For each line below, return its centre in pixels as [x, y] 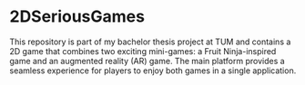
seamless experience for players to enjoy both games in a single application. [153, 71]
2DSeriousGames [77, 17]
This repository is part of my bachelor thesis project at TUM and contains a [150, 42]
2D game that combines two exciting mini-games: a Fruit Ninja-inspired [143, 51]
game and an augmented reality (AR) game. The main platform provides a [147, 61]
